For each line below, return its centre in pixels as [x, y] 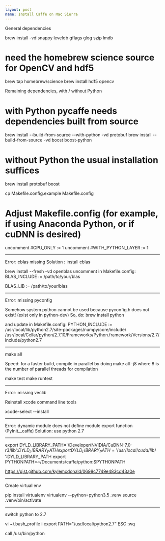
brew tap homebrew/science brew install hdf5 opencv [60, 81]
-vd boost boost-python [68, 140]
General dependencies [28, 28]
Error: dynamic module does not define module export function [69, 426]
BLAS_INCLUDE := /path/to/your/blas [42, 277]
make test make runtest [29, 379]
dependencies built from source [72, 121]
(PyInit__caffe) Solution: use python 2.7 [45, 431]
